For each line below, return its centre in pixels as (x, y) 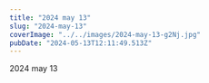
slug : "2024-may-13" (49, 26)
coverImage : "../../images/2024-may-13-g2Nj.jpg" (105, 34)
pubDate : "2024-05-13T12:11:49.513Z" (81, 43)
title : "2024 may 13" (50, 18)
